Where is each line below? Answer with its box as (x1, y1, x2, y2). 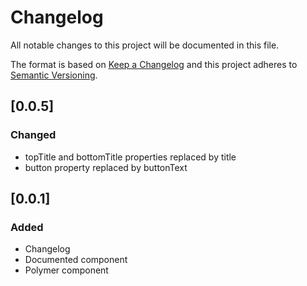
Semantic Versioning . (10, 69, 98, 81)
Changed (10, 128, 57, 142)
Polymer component (24, 264, 109, 276)
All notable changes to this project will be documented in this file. (10, 39, 280, 51)
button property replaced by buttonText (24, 161, 188, 173)
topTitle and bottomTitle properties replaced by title (24, 151, 237, 163)
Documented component (24, 254, 128, 266)
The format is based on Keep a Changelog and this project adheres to (10, 58, 298, 70)
